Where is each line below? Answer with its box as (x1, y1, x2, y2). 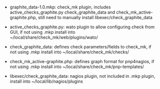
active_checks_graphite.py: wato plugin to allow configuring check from (9, 24, 155, 30)
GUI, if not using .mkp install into (9, 29, 76, 35)
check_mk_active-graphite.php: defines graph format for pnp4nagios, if (9, 59, 155, 64)
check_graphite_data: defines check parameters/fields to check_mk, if (9, 44, 152, 49)
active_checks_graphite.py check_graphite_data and (9, 9, 115, 15)
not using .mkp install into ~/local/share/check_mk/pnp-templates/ (9, 64, 144, 69)
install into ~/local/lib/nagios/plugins (9, 78, 83, 84)
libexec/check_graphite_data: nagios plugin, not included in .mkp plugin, (9, 73, 156, 79)
